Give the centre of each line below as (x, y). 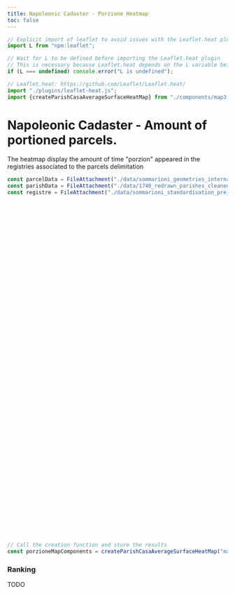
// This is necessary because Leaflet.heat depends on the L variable (112, 65)
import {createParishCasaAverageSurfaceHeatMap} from (87, 97)
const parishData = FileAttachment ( (60, 186)
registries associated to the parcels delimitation (76, 167)
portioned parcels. (62, 140)
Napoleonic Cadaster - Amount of (107, 125)
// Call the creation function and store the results (87, 545)
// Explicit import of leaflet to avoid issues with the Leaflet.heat (112, 39)
